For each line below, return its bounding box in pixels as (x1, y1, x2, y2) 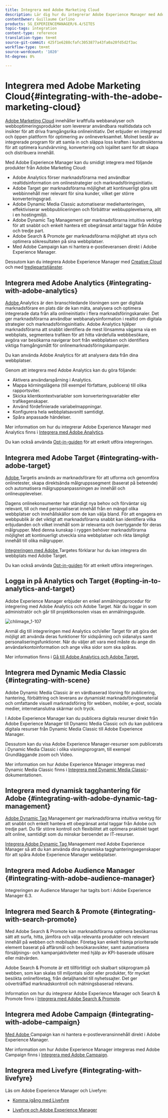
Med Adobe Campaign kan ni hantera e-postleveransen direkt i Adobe (12, 244, 157, 250)
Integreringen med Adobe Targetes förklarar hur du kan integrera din (5, 547, 146, 553)
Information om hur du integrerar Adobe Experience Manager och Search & (5, 991, 160, 996)
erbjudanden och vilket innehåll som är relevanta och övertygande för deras (5, 521, 161, 527)
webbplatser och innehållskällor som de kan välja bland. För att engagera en (5, 511, 162, 517)
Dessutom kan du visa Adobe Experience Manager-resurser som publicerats (5, 740, 163, 747)
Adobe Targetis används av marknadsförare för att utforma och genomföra (5, 474, 159, 480)
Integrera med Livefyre (5, 1066, 78, 1075)
